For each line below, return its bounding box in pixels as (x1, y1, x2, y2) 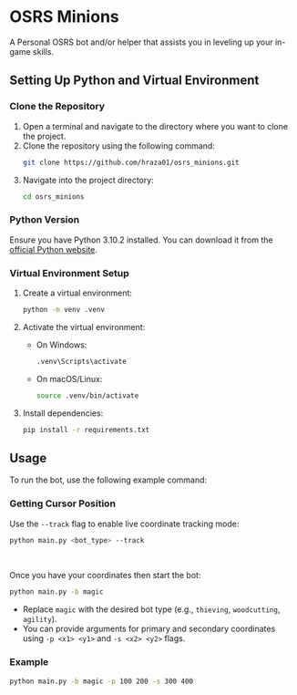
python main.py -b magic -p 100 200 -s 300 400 (9, 677, 194, 686)
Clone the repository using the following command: (22, 140, 216, 151)
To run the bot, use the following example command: (9, 474, 208, 485)
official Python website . (9, 244, 98, 254)
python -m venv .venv (22, 305, 105, 314)
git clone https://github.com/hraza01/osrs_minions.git (22, 158, 240, 167)
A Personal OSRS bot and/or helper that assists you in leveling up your (9, 36, 273, 47)
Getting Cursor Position (9, 497, 117, 510)
